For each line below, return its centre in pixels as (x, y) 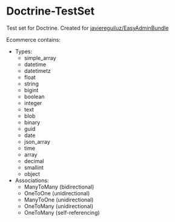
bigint (31, 90)
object (32, 173)
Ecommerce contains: (33, 39)
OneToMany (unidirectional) (59, 206)
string (31, 84)
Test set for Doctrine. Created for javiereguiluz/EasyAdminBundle (87, 28)
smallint (34, 167)
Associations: (32, 180)
